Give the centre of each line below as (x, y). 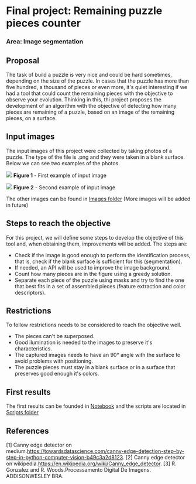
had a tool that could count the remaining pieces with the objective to (90, 93)
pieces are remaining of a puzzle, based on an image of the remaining (90, 112)
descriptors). (30, 292)
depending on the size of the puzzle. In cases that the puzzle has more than (97, 81)
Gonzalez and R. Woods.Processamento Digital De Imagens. (78, 469)
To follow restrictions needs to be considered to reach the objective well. (94, 325)
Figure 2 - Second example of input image (64, 187)
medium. (17, 451)
